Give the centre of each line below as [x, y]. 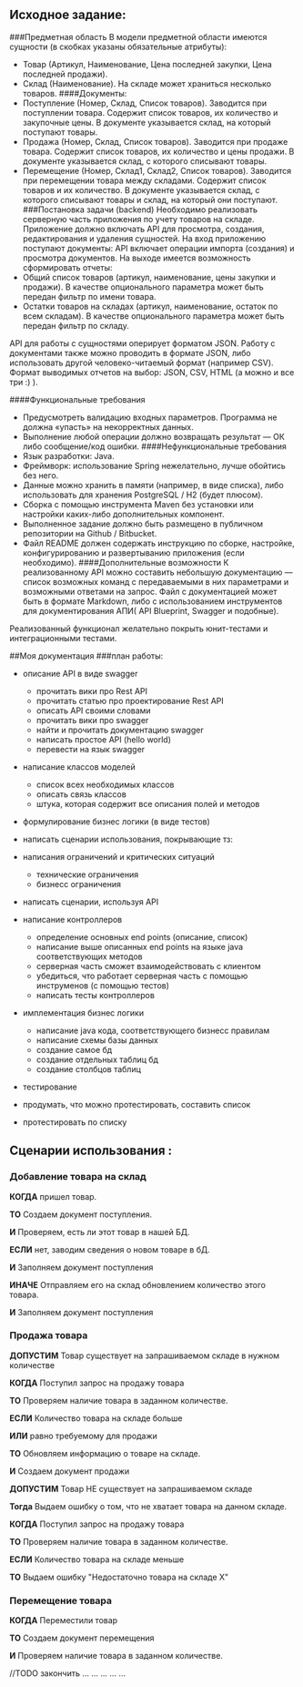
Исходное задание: [68, 15]
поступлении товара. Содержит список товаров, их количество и [150, 112]
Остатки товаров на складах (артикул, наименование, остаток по [150, 306]
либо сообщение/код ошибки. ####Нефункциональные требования [154, 446]
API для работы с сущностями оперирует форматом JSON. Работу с [142, 343]
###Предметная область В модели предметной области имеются [138, 36]
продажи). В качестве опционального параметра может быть [143, 287]
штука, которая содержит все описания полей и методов [148, 803]
